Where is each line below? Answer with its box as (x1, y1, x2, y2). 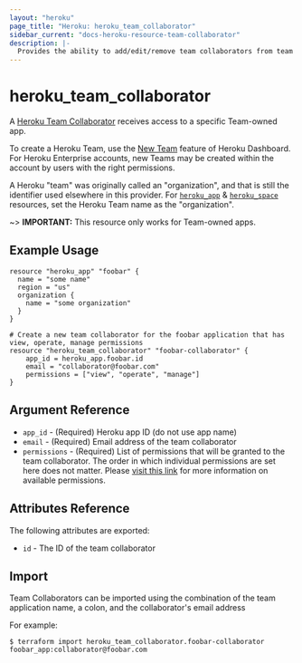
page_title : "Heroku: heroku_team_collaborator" (9, 22, 196, 31)
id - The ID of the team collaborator (22, 543, 156, 553)
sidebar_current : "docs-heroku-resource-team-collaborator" (9, 30, 241, 39)
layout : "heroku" (9, 13, 75, 23)
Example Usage (9, 243, 99, 258)
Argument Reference (9, 402, 130, 418)
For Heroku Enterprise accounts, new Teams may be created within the (9, 153, 274, 164)
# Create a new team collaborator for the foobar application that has (9, 330, 285, 340)
